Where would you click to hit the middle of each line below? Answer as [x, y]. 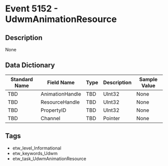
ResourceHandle [60, 102]
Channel [50, 118]
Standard [22, 79]
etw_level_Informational [37, 148]
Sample [148, 79]
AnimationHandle [61, 94]
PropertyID [53, 110]
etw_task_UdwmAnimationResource [49, 159]
